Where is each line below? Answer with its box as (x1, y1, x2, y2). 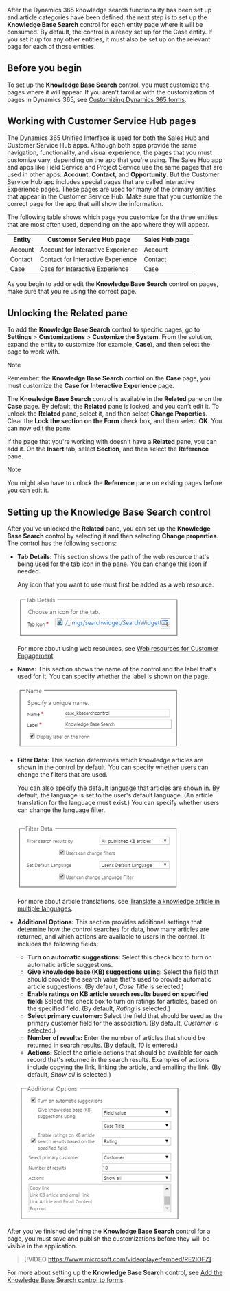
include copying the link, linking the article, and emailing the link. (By (27, 1063, 222, 1071)
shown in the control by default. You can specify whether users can (16, 763, 209, 771)
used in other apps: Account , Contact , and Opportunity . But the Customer (7, 170, 220, 179)
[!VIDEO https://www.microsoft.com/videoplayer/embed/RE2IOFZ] (23, 1255, 211, 1263)
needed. (16, 567, 41, 575)
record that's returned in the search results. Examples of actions (27, 1056, 209, 1064)
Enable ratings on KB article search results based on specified (27, 990, 209, 998)
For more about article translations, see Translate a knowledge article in (16, 897, 220, 905)
